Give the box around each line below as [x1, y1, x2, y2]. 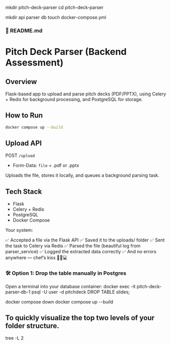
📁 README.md [5, 27, 43, 34]
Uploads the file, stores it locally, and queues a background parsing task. [5, 172, 160, 178]
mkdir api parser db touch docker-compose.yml [5, 14, 106, 20]
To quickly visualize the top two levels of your [5, 313, 155, 322]
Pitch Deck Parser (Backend [5, 46, 127, 58]
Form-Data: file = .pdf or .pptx [12, 163, 80, 169]
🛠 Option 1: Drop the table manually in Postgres [5, 270, 127, 277]
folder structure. [5, 321, 60, 330]
